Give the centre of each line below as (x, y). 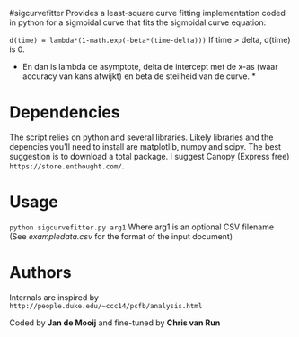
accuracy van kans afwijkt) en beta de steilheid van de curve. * (139, 76)
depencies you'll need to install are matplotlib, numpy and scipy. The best (145, 146)
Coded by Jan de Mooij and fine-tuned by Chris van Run (115, 323)
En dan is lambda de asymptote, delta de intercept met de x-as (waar (150, 67)
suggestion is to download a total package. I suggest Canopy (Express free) (149, 156)
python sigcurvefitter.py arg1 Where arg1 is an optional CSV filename (142, 227)
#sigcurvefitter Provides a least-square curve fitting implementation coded (147, 13)
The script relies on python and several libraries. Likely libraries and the (141, 137)
